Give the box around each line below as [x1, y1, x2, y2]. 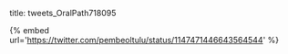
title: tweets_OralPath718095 [9, 8, 117, 18]
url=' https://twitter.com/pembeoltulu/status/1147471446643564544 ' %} [9, 35, 280, 45]
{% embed [9, 25, 50, 35]
